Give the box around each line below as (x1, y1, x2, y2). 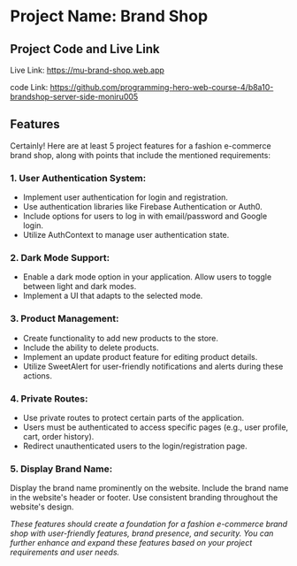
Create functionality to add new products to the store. (22, 333, 219, 343)
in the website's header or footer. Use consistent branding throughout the (10, 493, 278, 503)
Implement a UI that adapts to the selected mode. (22, 290, 203, 302)
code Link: (10, 82, 49, 92)
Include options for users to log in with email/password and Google (22, 210, 268, 222)
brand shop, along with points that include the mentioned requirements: (10, 149, 270, 160)
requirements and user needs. (10, 547, 120, 558)
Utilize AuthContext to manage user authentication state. (22, 230, 230, 241)
